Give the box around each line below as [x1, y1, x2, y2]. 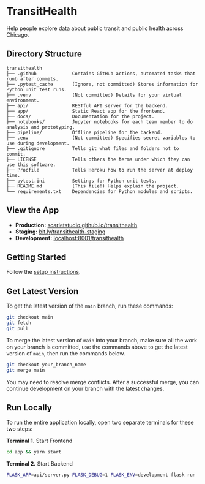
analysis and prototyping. [6, 124, 75, 130]
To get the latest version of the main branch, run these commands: [6, 302, 173, 310]
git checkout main [6, 314, 53, 320]
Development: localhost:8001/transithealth [15, 234, 124, 241]
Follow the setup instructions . [6, 268, 81, 276]
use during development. [6, 140, 70, 146]
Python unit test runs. [6, 86, 67, 93]
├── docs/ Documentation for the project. [6, 113, 155, 119]
